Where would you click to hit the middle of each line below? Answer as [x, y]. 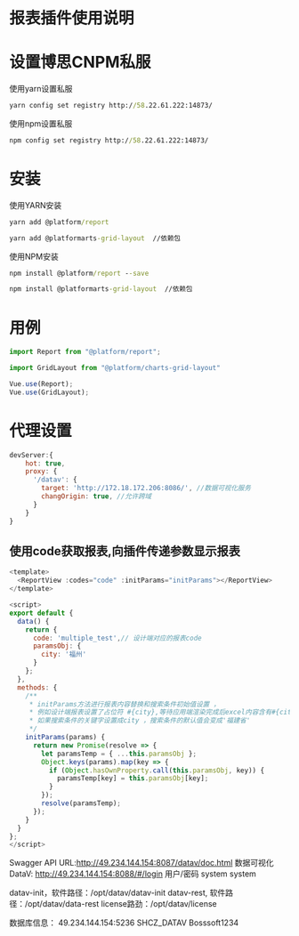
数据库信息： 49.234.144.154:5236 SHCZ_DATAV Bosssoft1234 [124, 923]
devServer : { [31, 455]
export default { [41, 613]
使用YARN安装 [36, 205]
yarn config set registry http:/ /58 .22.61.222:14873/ [111, 106]
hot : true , [45, 464]
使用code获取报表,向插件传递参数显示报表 [125, 551]
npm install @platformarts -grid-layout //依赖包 [101, 289]
